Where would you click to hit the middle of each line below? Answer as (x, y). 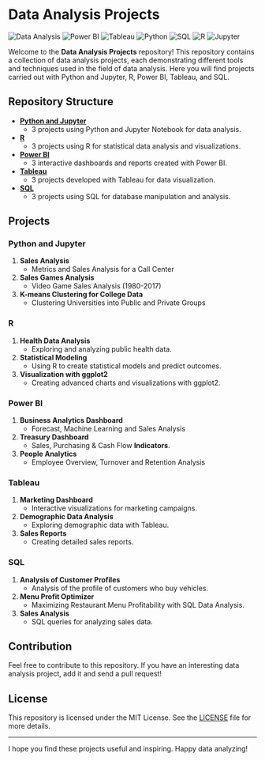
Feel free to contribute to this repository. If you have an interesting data (124, 665)
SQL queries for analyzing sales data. (92, 621)
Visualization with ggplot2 (63, 374)
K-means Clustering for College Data (81, 295)
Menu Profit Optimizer (57, 596)
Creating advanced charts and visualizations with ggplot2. (126, 382)
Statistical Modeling (53, 357)
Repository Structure (61, 102)
